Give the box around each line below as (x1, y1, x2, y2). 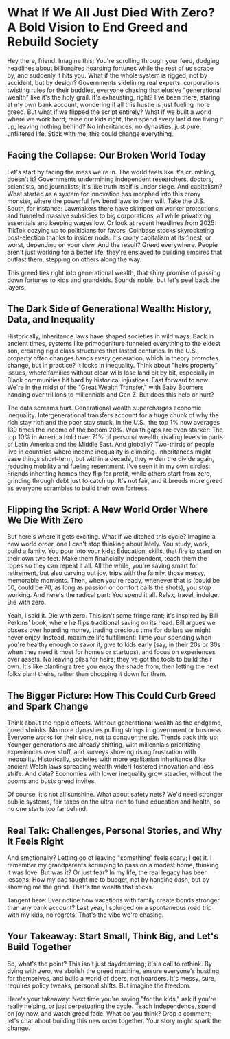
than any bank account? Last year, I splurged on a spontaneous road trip (7, 904, 212, 911)
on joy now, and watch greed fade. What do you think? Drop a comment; (7, 1009, 212, 1017)
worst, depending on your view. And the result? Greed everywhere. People (7, 240, 218, 248)
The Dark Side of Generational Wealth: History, (7, 303, 211, 315)
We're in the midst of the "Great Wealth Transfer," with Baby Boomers (7, 383, 204, 391)
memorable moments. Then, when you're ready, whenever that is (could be (7, 576, 220, 585)
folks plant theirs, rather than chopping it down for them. (7, 670, 167, 678)
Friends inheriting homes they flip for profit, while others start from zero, (7, 469, 212, 478)
